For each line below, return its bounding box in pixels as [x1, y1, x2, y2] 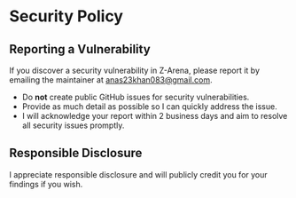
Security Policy [9, 6, 124, 27]
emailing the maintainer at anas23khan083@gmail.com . [9, 75, 213, 85]
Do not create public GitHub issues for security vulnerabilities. [21, 91, 250, 102]
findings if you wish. [9, 178, 83, 189]
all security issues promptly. [21, 120, 125, 131]
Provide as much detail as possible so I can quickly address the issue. [21, 101, 277, 112]
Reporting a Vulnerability [9, 42, 151, 57]
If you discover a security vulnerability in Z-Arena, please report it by [9, 65, 260, 75]
